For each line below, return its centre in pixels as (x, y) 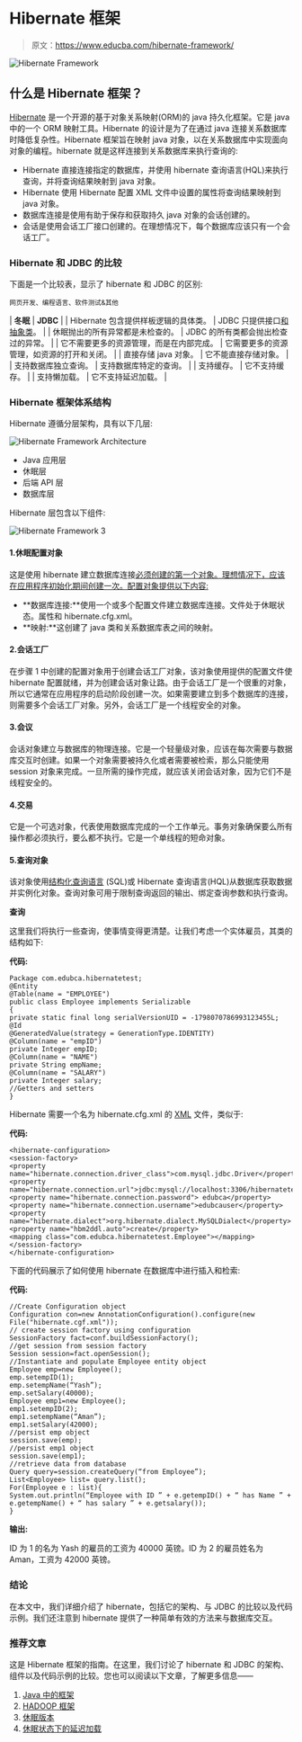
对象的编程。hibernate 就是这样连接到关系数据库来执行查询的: (124, 150)
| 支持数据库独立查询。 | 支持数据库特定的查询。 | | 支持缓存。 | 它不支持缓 (147, 366)
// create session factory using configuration (100, 1331)
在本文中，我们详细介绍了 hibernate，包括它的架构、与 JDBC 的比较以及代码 (151, 1606)
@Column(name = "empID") (56, 1041)
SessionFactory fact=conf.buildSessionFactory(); (104, 1338)
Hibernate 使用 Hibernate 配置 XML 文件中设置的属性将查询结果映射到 (151, 192)
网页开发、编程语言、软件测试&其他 (64, 303)
